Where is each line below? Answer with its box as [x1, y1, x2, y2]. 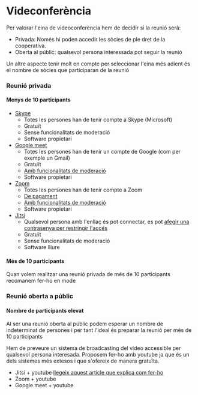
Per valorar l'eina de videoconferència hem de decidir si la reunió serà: [6, 24, 181, 31]
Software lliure [23, 244, 60, 251]
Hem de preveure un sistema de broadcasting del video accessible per [6, 345, 181, 352]
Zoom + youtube [14, 375, 56, 382]
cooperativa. [14, 42, 47, 49]
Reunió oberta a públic [6, 292, 74, 301]
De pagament [23, 193, 58, 200]
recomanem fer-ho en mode [6, 277, 76, 285]
